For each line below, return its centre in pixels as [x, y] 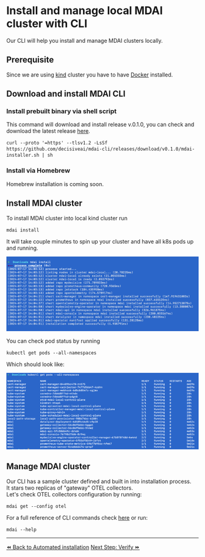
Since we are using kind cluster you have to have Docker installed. [90, 75]
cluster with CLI [47, 24]
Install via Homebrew [38, 171]
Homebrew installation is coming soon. [55, 184]
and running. [22, 248]
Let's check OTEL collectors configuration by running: [74, 494]
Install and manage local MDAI [85, 11]
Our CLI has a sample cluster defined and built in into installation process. [99, 481]
